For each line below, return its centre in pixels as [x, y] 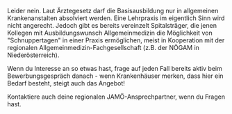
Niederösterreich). [33, 55]
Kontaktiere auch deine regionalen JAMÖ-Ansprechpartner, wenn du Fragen [116, 97]
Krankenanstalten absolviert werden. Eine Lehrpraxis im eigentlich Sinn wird [116, 18]
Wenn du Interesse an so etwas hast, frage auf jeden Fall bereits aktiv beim [115, 68]
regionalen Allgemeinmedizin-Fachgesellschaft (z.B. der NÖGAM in [103, 48]
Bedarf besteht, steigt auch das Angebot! [66, 83]
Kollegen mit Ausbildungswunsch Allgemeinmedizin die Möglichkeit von [110, 33]
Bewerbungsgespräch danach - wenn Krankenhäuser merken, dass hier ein [115, 76]
